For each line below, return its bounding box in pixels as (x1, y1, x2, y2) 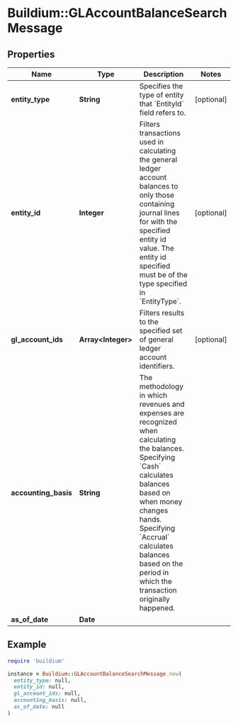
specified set (139, 326, 183, 335)
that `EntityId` (139, 99, 184, 108)
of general (139, 335, 174, 344)
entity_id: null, (13, 683, 65, 690)
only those (139, 190, 175, 200)
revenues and (139, 399, 186, 409)
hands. (139, 515, 162, 524)
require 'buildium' (7, 657, 65, 664)
